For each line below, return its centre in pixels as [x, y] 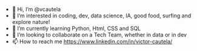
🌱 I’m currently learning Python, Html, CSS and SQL [76, 28]
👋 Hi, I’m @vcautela [36, 9]
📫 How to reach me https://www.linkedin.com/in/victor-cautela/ [92, 41]
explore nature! [31, 22]
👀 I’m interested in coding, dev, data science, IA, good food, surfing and [102, 16]
